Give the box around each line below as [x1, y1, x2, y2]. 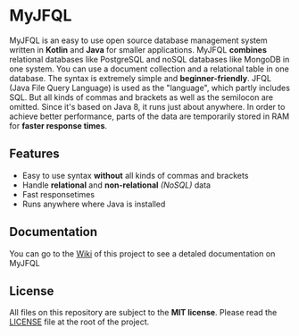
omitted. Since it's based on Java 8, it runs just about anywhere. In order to [9, 101, 286, 112]
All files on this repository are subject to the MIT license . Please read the [9, 307, 278, 318]
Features [9, 147, 60, 162]
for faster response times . [9, 120, 108, 130]
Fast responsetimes [21, 189, 96, 199]
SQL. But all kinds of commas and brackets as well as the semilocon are [9, 91, 274, 103]
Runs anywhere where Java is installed [21, 198, 166, 209]
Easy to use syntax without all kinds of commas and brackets [21, 170, 249, 181]
